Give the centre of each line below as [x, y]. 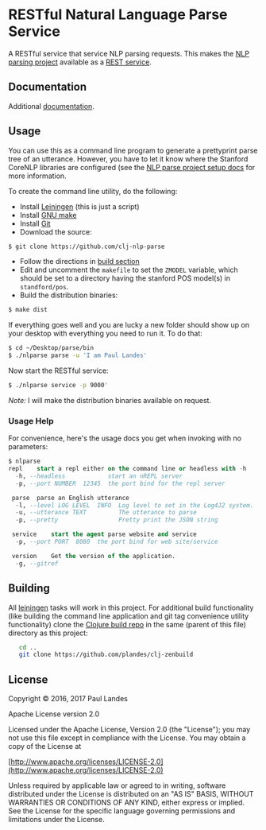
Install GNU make [48, 215]
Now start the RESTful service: [58, 370]
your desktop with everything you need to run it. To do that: [105, 334]
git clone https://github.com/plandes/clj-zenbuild [106, 655]
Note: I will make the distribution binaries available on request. [110, 400]
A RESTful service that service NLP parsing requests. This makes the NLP [129, 53]
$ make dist [28, 310]
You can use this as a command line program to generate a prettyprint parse [133, 150]
